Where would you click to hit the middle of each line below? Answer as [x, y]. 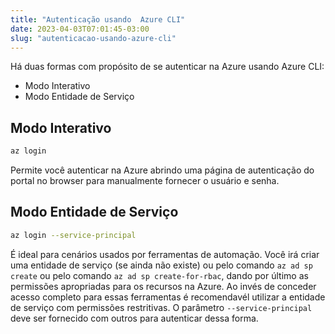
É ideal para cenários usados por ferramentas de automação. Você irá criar [165, 254]
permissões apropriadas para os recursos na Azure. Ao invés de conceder [163, 286]
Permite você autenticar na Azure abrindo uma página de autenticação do [162, 170]
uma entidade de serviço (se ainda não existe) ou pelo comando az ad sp [161, 265]
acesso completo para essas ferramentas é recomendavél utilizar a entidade [168, 297]
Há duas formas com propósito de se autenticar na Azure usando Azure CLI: [167, 67]
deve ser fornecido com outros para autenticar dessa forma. [134, 318]
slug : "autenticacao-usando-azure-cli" [93, 38]
